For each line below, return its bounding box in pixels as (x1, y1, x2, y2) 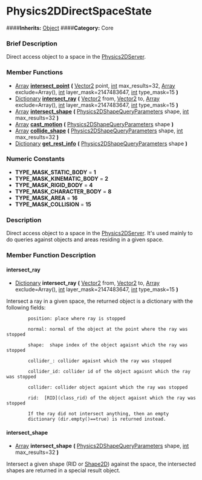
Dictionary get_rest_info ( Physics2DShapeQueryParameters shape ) (15, 140, 187, 147)
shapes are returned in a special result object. (6, 467, 121, 474)
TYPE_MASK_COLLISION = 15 (15, 201, 92, 208)
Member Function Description (6, 251, 96, 259)
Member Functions (6, 68, 64, 77)
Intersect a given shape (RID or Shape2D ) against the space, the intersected (6, 461, 197, 468)
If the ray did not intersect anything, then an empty (28, 411, 169, 417)
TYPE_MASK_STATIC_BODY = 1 (15, 168, 96, 176)
